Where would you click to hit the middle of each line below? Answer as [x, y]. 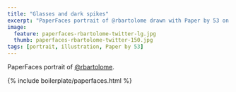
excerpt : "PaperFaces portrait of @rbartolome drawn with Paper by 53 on [118, 21]
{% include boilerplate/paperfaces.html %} [70, 81]
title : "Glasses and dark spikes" [58, 14]
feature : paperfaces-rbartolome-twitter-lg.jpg [85, 34]
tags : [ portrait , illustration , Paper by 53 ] [75, 47]
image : [17, 27]
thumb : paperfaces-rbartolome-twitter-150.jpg [83, 40]
